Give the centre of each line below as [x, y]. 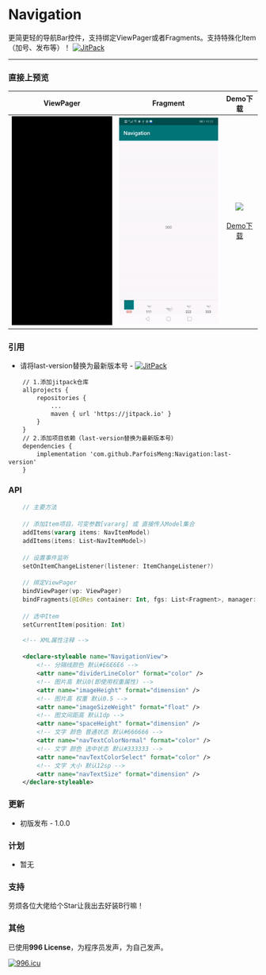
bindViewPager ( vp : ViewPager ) [72, 592]
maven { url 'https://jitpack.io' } [111, 414]
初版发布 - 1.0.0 [45, 823]
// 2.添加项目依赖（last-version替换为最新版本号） [100, 438]
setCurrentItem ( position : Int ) [74, 625]
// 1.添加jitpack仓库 [56, 383]
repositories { [62, 399]
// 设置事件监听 [46, 557]
